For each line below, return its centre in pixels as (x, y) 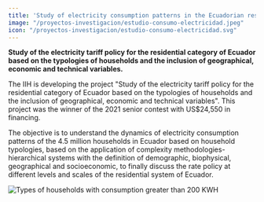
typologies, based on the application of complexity (90, 149)
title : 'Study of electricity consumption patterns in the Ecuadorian (126, 15)
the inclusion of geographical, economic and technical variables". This (122, 101)
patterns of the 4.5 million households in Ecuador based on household (122, 141)
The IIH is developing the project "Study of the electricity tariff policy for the (131, 84)
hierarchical (27, 158)
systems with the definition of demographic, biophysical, (139, 158)
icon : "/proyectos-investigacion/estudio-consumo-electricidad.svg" (123, 30)
